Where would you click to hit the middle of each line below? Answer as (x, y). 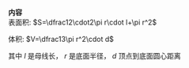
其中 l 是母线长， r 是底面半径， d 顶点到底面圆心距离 (94, 56)
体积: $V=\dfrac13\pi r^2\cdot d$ (61, 39)
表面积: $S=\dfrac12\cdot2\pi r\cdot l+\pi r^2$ (83, 22)
